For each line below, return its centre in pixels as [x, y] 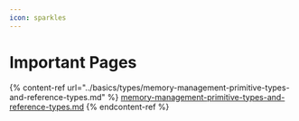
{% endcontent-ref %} [127, 107]
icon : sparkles [38, 18]
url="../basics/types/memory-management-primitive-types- [179, 88]
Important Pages [73, 62]
